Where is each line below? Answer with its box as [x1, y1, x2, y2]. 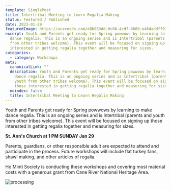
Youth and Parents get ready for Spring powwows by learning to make [5, 107, 153, 113]
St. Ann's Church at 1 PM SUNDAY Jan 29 [5, 133, 94, 139]
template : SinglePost [5, 7, 51, 13]
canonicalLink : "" [10, 64, 49, 69]
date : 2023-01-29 [5, 21, 42, 27]
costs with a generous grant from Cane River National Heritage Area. [5, 169, 150, 175]
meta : [5, 60, 17, 65]
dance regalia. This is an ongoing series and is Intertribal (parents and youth [5, 112, 165, 118]
